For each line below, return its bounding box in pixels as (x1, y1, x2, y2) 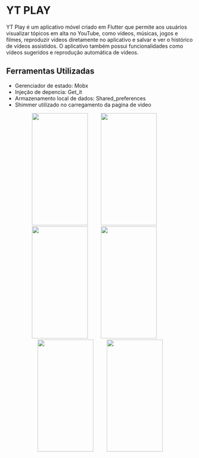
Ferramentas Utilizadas (6, 66, 95, 77)
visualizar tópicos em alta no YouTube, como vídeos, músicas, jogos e (6, 29, 178, 36)
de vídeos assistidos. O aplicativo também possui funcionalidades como (6, 42, 184, 50)
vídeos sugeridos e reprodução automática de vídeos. (6, 48, 139, 56)
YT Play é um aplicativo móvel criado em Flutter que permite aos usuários (6, 23, 188, 30)
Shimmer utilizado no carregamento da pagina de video (14, 101, 152, 108)
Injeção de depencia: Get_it (14, 88, 82, 96)
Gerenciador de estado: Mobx (14, 82, 88, 89)
